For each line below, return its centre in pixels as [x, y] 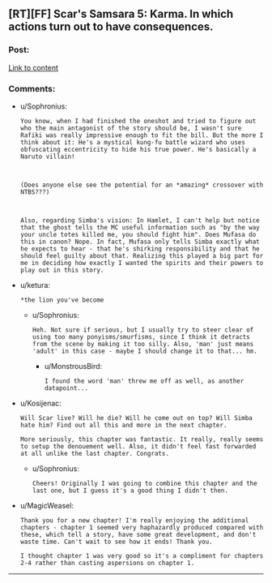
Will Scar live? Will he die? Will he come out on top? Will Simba [136, 418]
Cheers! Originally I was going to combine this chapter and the [144, 483]
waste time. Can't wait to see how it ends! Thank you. [116, 542]
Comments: [32, 88]
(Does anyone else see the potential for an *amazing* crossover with [142, 185]
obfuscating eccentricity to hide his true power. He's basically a [138, 149]
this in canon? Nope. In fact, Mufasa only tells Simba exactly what [140, 242]
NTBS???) [35, 192]
